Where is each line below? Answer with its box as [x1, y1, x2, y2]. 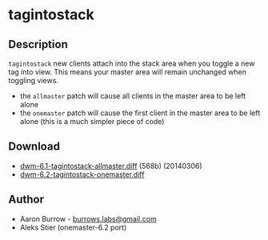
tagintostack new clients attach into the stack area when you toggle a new [8, 58, 255, 68]
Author [8, 193, 44, 206]
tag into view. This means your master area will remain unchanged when [8, 67, 246, 77]
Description [8, 38, 68, 51]
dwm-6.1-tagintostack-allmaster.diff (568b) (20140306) [19, 161, 202, 170]
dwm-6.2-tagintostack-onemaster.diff [19, 170, 145, 179]
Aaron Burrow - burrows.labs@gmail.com [19, 214, 158, 223]
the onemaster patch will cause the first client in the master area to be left [19, 108, 261, 118]
